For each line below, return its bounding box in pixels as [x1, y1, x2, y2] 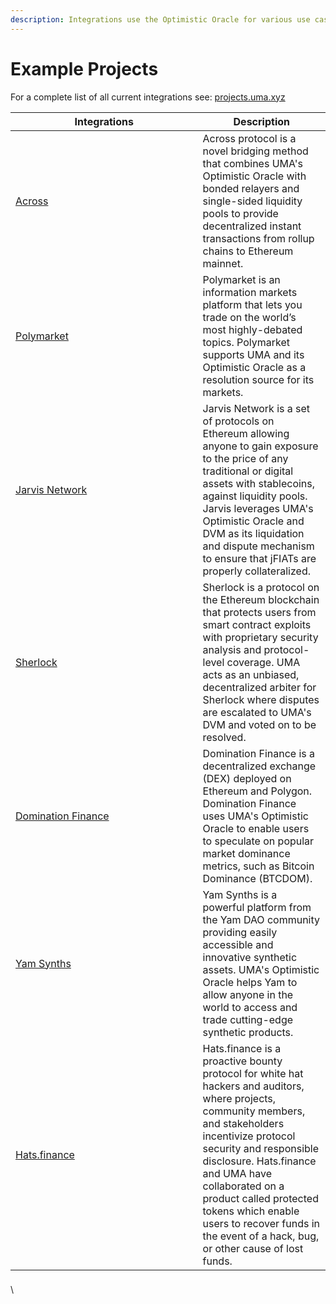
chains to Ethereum [202, 244, 294, 258]
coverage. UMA [226, 655, 301, 669]
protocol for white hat [202, 1066, 304, 1080]
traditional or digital [202, 464, 294, 478]
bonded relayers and [202, 181, 300, 195]
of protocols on [202, 414, 275, 428]
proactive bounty [202, 1054, 283, 1068]
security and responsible [202, 1141, 320, 1155]
